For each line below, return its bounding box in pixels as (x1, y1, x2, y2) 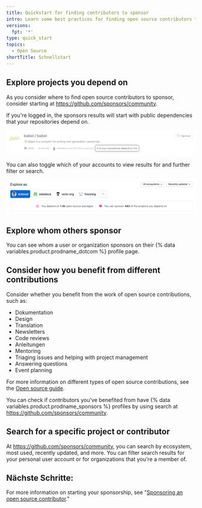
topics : (6, 42, 26, 48)
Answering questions (14, 360, 68, 367)
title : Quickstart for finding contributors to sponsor (6, 10, 149, 16)
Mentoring (14, 347, 41, 354)
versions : (6, 22, 31, 28)
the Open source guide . (6, 384, 65, 392)
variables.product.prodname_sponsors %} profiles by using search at (6, 402, 179, 410)
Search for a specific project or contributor (6, 427, 170, 437)
